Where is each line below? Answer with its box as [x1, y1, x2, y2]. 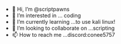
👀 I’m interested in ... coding [11, 12, 81, 19]
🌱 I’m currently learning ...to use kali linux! [11, 18, 116, 25]
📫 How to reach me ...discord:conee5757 [11, 32, 116, 38]
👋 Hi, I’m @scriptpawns [11, 6, 70, 12]
